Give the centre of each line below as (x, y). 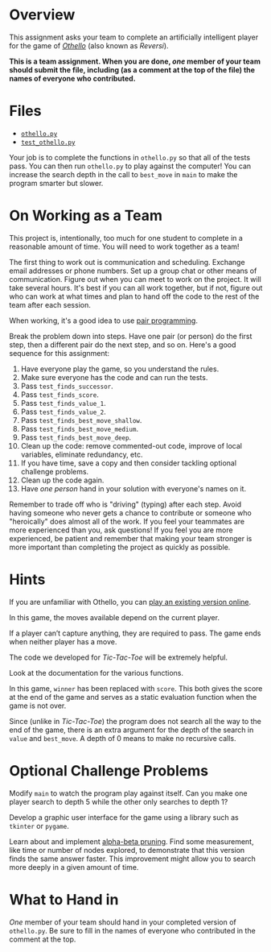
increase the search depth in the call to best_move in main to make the (123, 174)
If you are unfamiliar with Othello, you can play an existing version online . (130, 602)
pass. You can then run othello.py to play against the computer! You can (130, 166)
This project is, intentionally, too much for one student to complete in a (126, 238)
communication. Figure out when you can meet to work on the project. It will (135, 279)
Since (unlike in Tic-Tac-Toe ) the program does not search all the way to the (135, 721)
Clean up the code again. (62, 480)
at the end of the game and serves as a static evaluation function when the (133, 697)
